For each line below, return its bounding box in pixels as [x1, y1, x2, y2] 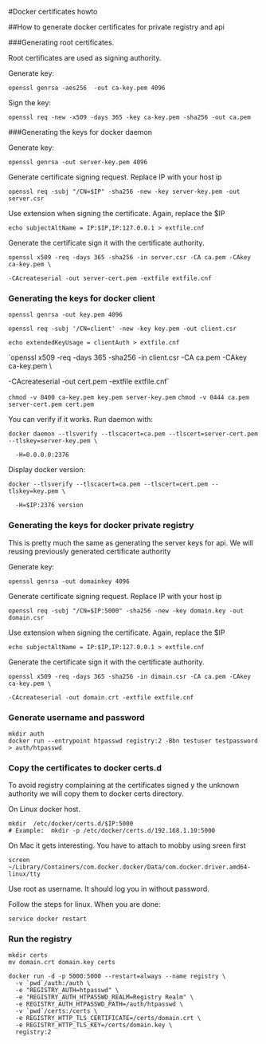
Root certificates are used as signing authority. [8, 53, 162, 62]
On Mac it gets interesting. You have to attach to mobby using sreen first [8, 841, 246, 850]
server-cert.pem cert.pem [8, 400, 94, 409]
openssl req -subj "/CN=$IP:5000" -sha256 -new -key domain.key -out [8, 606, 244, 615]
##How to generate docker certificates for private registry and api [8, 22, 225, 31]
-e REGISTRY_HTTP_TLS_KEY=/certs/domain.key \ [15, 1021, 173, 1030]
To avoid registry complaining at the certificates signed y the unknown [8, 781, 240, 790]
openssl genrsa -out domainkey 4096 [8, 577, 130, 585]
